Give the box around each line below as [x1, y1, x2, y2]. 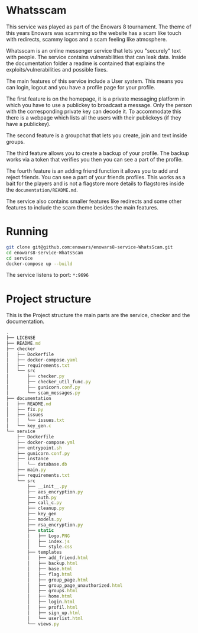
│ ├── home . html [27, 593, 73, 599]
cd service [6, 255, 33, 261]
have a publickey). [6, 120, 51, 127]
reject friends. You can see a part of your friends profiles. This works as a [6, 173, 186, 180]
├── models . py [27, 516, 62, 522]
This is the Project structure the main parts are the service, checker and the [6, 312, 190, 319]
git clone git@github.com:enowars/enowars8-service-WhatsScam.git [6, 244, 173, 250]
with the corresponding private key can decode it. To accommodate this [6, 108, 181, 115]
